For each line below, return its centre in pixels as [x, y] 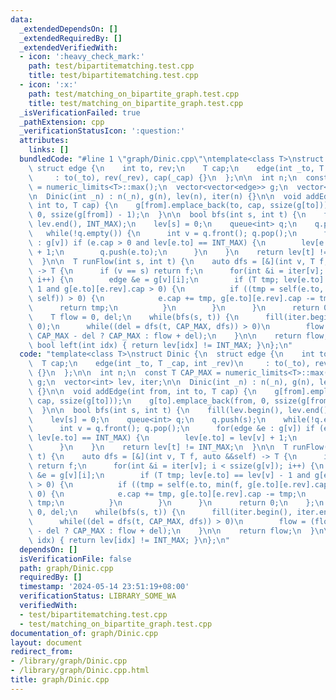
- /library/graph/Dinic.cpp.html [80, 671]
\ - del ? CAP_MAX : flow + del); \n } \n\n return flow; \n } [171, 531]
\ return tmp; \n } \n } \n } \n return [174, 308]
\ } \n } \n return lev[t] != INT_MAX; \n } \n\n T [158, 447]
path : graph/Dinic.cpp [66, 568]
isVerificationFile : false [75, 559]
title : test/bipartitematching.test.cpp [113, 76]
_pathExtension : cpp [62, 122]
